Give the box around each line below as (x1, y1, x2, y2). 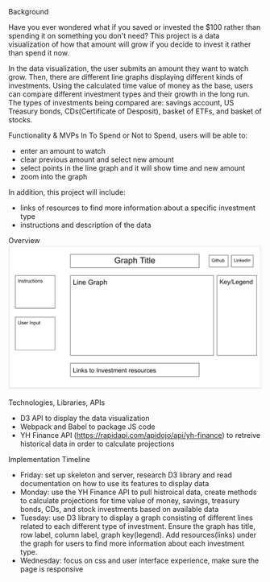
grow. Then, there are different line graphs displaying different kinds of (8, 72, 243, 81)
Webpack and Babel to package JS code (19, 422, 156, 431)
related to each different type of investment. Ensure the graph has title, (19, 521, 255, 530)
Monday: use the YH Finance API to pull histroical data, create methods (19, 487, 257, 497)
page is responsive (19, 563, 84, 574)
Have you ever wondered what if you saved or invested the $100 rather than (8, 23, 261, 31)
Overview (8, 236, 40, 245)
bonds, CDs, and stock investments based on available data (19, 504, 219, 514)
